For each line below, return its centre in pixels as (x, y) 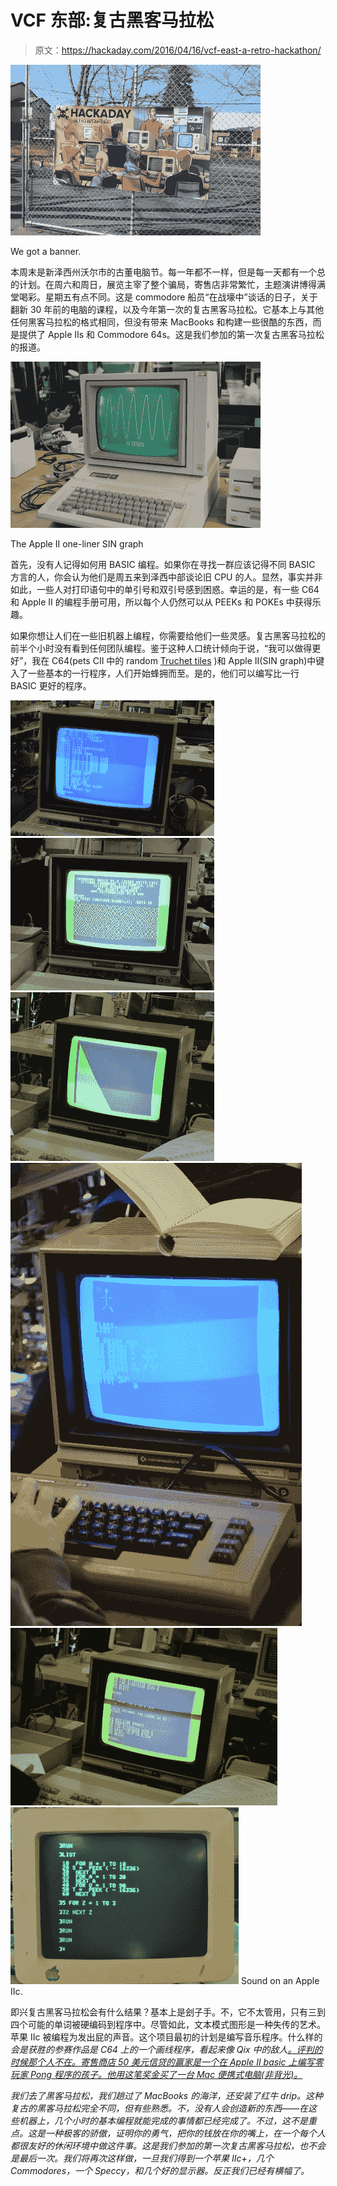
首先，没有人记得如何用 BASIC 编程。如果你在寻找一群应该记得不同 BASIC (163, 564)
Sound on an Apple (280, 1980)
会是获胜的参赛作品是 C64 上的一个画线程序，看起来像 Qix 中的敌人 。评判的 (166, 2049)
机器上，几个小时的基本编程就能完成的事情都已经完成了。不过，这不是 (163, 2120)
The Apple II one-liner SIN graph (77, 543)
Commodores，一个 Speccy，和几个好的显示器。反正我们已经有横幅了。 (160, 2170)
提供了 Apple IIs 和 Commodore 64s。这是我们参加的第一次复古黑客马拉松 (171, 334)
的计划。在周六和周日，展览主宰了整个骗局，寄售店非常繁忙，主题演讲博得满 (168, 284)
